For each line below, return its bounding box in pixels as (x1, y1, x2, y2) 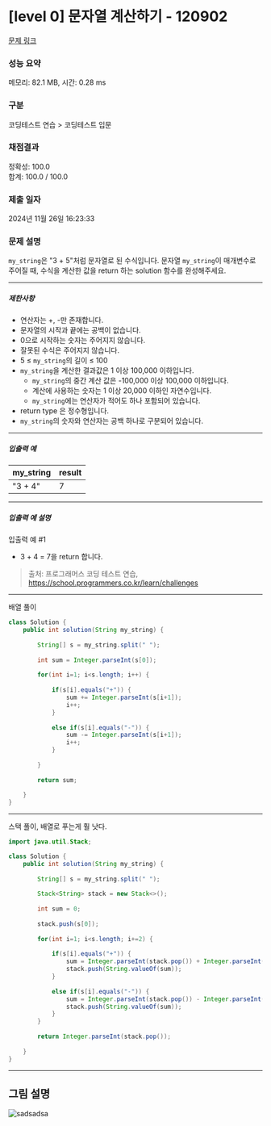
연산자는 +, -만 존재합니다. (19, 316, 104, 325)
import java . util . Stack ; (8, 838, 92, 846)
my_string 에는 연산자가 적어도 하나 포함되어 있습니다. (31, 396, 201, 406)
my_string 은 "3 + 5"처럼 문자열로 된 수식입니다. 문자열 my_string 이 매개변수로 (8, 256, 256, 266)
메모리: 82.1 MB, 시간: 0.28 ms (8, 77, 106, 87)
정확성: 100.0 (8, 161, 51, 171)
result (59, 467, 82, 479)
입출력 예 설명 (8, 513, 51, 522)
